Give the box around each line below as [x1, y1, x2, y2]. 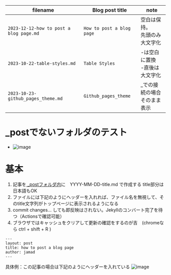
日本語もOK [12, 188, 37, 194]
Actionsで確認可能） [21, 213, 65, 219]
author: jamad [5, 249, 36, 255]
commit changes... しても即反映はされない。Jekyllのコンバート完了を [12, 207, 159, 213]
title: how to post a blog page [5, 245, 74, 250]
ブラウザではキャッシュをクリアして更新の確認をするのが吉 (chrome [12, 219, 160, 225]
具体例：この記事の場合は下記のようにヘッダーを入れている [5, 263, 130, 270]
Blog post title [92, 7, 127, 13]
